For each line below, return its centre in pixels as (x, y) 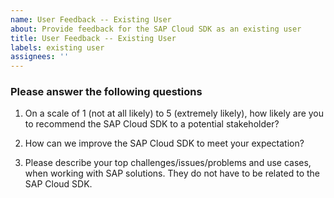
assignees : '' (40, 57)
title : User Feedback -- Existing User (93, 38)
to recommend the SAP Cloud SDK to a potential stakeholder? (152, 124)
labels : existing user (57, 47)
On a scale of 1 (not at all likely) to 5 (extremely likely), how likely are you (174, 113)
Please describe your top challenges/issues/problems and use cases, (168, 163)
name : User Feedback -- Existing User (91, 19)
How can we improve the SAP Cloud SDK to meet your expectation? (164, 143)
